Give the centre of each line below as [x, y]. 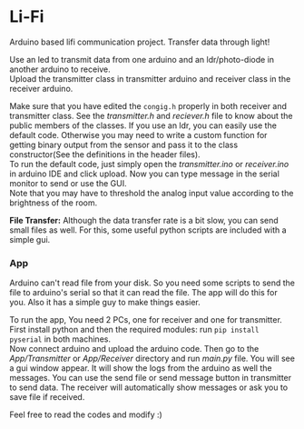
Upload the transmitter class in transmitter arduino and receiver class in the [150, 78]
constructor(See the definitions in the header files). [105, 154]
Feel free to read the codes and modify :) [86, 414]
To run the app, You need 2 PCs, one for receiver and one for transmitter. [146, 320]
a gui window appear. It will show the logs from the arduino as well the [141, 368]
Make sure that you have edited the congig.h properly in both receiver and [148, 105]
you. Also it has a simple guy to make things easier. [105, 303]
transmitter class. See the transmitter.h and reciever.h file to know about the [151, 115]
